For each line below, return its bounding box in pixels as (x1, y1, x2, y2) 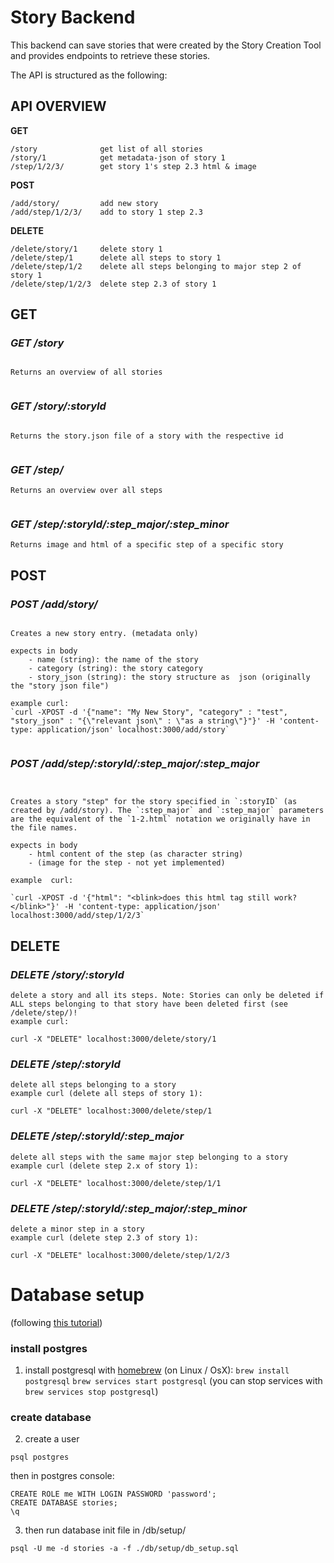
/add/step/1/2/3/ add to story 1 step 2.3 (10, 207, 203, 217)
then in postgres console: (10, 1470, 115, 1482)
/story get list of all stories (10, 144, 203, 154)
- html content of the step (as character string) (28, 849, 244, 860)
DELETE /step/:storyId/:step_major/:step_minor (10, 1201, 248, 1215)
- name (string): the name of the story (28, 655, 199, 665)
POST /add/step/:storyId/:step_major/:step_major (10, 756, 260, 770)
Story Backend (10, 6, 136, 29)
